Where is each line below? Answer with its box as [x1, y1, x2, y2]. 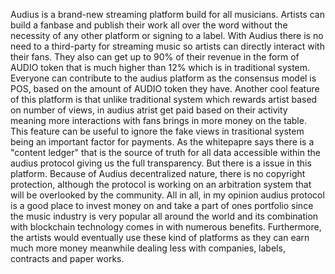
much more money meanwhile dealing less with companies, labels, [10, 242, 286, 254]
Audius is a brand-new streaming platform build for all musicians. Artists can [10, 9, 325, 20]
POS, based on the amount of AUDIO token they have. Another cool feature [10, 83, 320, 94]
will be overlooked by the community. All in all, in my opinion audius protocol [10, 189, 325, 201]
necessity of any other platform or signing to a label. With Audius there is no [10, 30, 324, 41]
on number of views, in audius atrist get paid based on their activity [10, 104, 288, 116]
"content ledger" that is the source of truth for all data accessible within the [10, 147, 321, 158]
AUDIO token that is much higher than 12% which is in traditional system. [10, 62, 311, 73]
